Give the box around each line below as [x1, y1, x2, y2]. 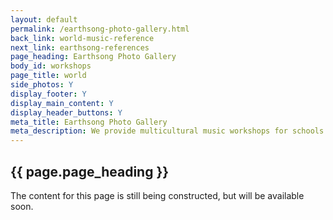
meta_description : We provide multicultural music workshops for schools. [10, 126, 329, 136]
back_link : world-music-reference [10, 33, 155, 43]
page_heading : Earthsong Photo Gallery [10, 52, 177, 62]
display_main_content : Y [10, 98, 114, 108]
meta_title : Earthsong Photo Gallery [10, 117, 168, 127]
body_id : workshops [10, 61, 92, 71]
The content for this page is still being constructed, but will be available [10, 189, 305, 201]
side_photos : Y [10, 80, 74, 90]
